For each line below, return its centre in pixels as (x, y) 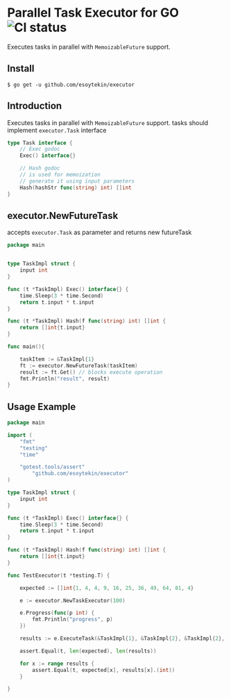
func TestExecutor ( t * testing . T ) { (59, 575)
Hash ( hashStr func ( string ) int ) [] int (76, 188)
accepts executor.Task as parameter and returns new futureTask (100, 232)
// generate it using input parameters (77, 181)
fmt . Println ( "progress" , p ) (72, 620)
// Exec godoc (40, 149)
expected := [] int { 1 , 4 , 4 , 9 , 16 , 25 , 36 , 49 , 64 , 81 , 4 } (107, 588)
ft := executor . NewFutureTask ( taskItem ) (79, 365)
